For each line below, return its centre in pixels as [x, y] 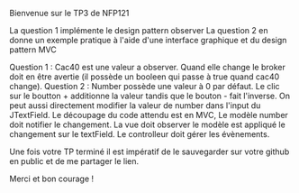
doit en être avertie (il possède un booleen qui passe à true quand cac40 [145, 77]
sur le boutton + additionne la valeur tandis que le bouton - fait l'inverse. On [150, 96]
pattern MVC [33, 50]
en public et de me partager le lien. [74, 161]
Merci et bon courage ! [52, 179]
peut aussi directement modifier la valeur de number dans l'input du [135, 106]
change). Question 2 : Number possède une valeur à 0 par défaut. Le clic [145, 86]
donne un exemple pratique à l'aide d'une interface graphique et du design [148, 40]
